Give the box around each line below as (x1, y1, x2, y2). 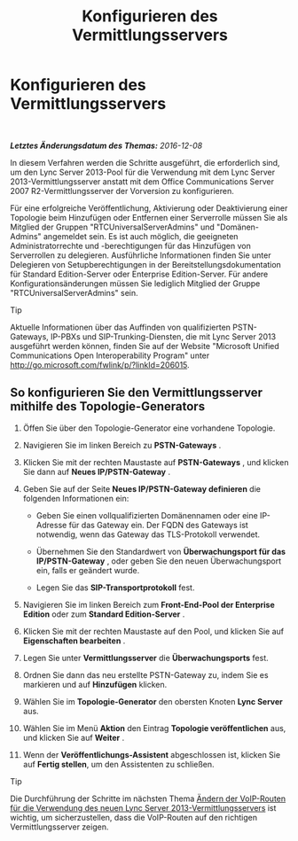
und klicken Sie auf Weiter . (22, 732, 125, 743)
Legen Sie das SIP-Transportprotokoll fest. (35, 582, 195, 593)
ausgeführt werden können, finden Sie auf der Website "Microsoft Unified (10, 340, 280, 351)
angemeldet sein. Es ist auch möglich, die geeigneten (43, 230, 239, 241)
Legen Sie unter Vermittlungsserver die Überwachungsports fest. (22, 652, 269, 663)
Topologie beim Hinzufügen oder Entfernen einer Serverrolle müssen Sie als (10, 212, 288, 222)
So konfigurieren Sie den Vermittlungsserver (10, 385, 263, 401)
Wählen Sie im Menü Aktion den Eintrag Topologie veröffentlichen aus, (22, 722, 286, 733)
